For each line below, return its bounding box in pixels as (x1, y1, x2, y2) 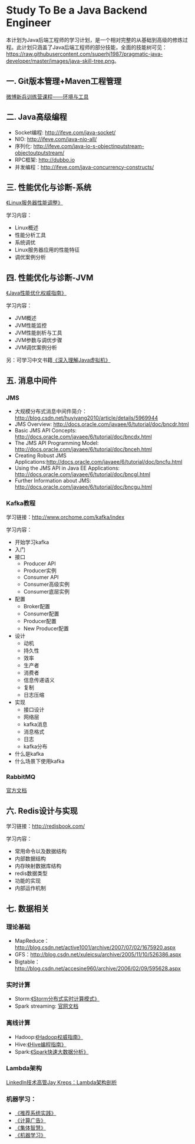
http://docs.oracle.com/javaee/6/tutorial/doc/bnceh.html (14, 445, 152, 453)
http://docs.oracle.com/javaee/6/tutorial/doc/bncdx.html (14, 433, 152, 440)
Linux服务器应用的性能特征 (14, 246, 80, 254)
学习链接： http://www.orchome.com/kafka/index (6, 514, 125, 521)
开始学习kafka (14, 539, 49, 546)
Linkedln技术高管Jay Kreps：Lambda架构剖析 (6, 1079, 117, 1086)
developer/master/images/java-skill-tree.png (6, 57, 115, 64)
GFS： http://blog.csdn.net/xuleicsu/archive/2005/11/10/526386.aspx (14, 950, 181, 958)
